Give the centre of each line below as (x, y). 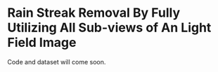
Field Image (42, 43)
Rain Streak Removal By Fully (94, 13)
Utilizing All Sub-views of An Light (109, 28)
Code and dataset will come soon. (57, 62)
